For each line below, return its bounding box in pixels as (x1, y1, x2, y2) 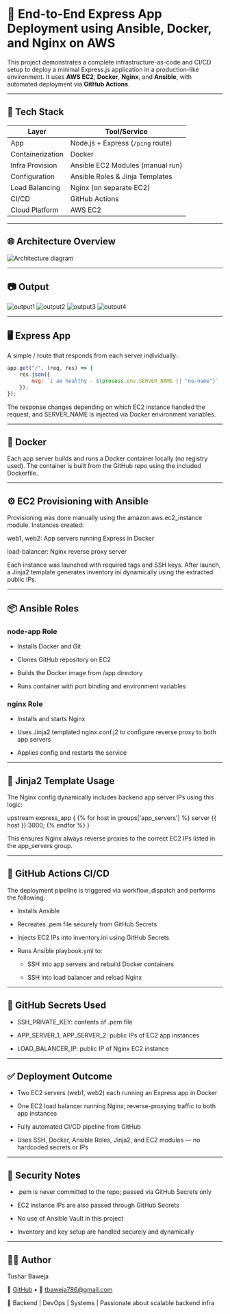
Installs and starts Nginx (16, 715, 86, 723)
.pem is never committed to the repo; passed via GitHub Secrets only (16, 1188, 212, 1196)
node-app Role (7, 626, 57, 636)
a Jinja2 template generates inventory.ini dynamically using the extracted (7, 568, 214, 576)
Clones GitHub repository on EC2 (16, 655, 112, 664)
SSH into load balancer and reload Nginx (27, 973, 142, 981)
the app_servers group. (7, 841, 73, 849)
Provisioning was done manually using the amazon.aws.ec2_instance (7, 514, 203, 522)
